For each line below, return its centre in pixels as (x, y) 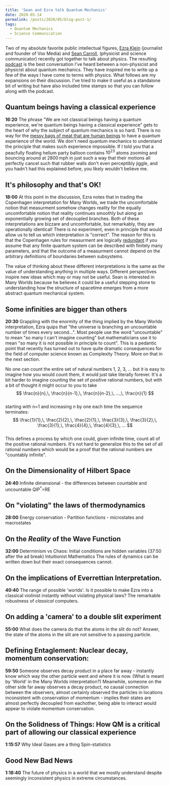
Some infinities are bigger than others (66, 309)
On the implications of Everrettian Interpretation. (83, 578)
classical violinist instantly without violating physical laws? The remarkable (83, 595)
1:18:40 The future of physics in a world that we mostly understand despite (84, 773)
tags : (11, 24)
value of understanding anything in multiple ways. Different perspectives (81, 272)
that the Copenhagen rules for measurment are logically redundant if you (81, 240)
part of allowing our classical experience (71, 732)
